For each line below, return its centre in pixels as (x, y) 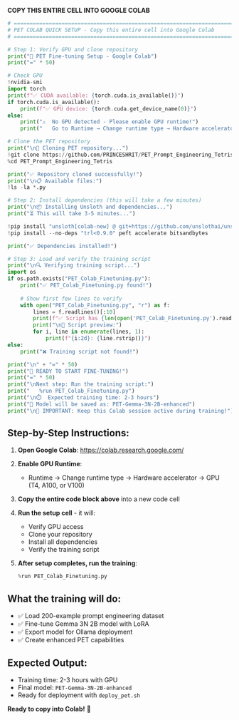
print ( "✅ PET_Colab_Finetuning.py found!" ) (86, 285)
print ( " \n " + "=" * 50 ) (43, 364)
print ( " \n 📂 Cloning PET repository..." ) (68, 148)
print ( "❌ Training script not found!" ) (80, 351)
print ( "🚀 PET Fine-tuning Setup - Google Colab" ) (83, 56)
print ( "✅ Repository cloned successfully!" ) (75, 174)
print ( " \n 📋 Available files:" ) (55, 181)
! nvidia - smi (25, 82)
